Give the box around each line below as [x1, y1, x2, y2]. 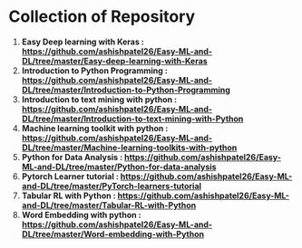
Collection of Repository [8, 6, 196, 27]
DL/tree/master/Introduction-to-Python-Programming [21, 84, 230, 95]
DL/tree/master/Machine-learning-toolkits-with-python [21, 142, 238, 153]
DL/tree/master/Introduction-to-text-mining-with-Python [21, 113, 244, 124]
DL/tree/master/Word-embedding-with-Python [21, 228, 205, 239]
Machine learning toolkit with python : [21, 122, 169, 133]
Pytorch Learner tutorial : [21, 170, 120, 182]
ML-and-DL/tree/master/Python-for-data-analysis [21, 161, 217, 172]
